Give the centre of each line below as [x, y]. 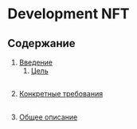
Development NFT [68, 14]
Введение [36, 62]
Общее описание [48, 117]
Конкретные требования [61, 94]
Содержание [42, 43]
